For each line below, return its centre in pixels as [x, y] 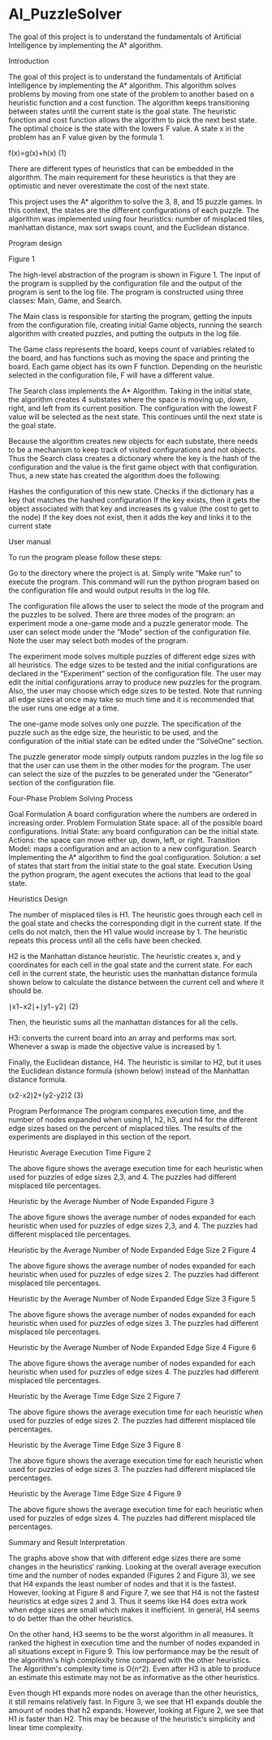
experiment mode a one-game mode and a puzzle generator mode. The [129, 623]
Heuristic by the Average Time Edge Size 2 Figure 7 [95, 1396]
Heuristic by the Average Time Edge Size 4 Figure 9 [95, 1493]
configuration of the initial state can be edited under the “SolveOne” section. [136, 740]
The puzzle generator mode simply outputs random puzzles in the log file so [136, 757]
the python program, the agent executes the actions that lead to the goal [130, 874]
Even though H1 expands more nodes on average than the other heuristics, [134, 1693]
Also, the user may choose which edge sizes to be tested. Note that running [135, 690]
